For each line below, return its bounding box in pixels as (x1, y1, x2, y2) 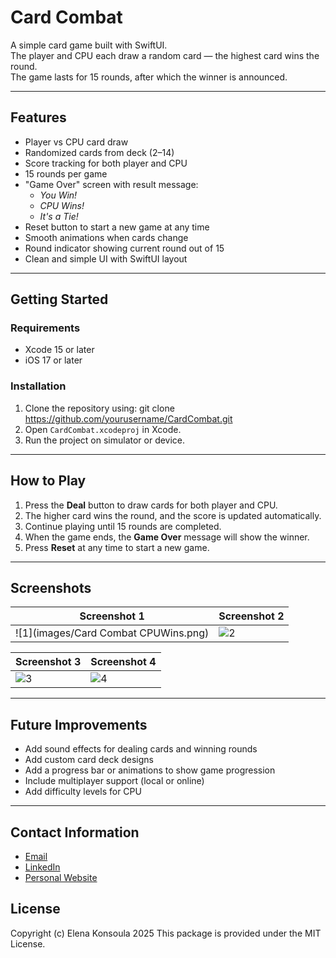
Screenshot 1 (79, 609, 145, 623)
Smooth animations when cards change (24, 231, 189, 243)
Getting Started (10, 291, 109, 308)
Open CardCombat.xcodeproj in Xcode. (24, 423, 182, 435)
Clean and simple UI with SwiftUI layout (24, 252, 188, 265)
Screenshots (10, 579, 92, 596)
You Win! (39, 189, 78, 201)
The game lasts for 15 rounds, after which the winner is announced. (10, 71, 288, 83)
